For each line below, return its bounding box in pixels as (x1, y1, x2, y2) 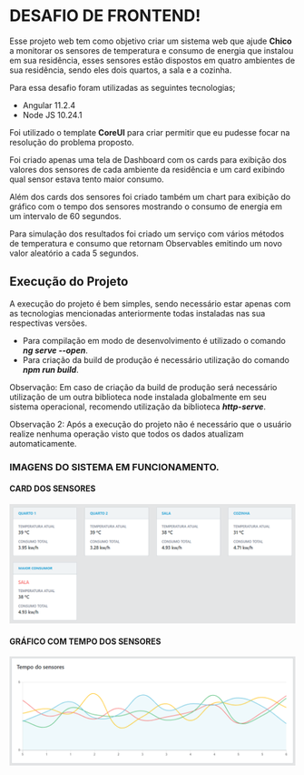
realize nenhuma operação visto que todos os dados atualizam (9, 428, 244, 439)
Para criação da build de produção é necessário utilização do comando (22, 354, 290, 365)
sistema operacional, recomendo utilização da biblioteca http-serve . (9, 401, 266, 412)
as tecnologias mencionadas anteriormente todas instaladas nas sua (9, 307, 266, 318)
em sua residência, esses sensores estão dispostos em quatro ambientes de (9, 55, 296, 65)
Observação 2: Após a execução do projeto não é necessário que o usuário (9, 418, 292, 429)
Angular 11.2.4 (22, 99, 76, 110)
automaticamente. (9, 438, 77, 448)
